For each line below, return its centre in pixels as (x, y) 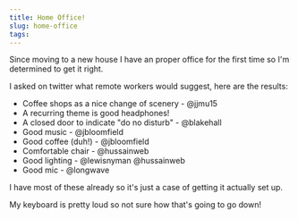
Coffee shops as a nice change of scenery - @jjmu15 (119, 104)
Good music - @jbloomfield (72, 132)
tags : (19, 34)
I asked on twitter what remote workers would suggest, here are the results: (149, 87)
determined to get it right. (56, 69)
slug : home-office (43, 26)
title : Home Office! (48, 17)
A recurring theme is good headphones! (96, 114)
